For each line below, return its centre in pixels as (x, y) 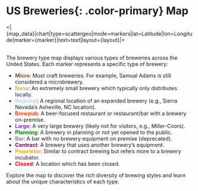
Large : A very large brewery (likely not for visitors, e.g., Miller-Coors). (100, 126)
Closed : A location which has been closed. (67, 164)
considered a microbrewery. (49, 82)
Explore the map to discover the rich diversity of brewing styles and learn (96, 175)
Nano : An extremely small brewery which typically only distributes (96, 88)
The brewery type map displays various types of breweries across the (92, 58)
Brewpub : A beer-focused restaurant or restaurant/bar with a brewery (100, 113)
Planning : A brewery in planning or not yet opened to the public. (93, 132)
